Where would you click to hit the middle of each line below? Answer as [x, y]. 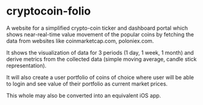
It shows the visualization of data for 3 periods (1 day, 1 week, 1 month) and [100, 52]
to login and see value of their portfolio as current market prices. [87, 84]
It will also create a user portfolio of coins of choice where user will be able [100, 77]
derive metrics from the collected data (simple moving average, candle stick [101, 59]
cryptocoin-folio [49, 11]
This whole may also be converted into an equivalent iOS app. [84, 95]
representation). [26, 66]
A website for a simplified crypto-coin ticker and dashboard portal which [97, 28]
